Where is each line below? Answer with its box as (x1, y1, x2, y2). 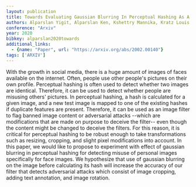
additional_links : (6, 42, 51, 47)
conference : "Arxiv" (6, 25, 57, 31)
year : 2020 (6, 30, 33, 36)
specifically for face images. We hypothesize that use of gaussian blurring (6, 155, 185, 162)
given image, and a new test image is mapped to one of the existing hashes (6, 99, 188, 106)
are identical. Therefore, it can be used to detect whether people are (6, 87, 171, 94)
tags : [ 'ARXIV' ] (6, 52, 46, 58)
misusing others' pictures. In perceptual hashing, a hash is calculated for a (6, 93, 185, 100)
